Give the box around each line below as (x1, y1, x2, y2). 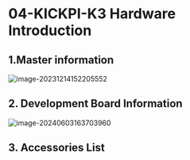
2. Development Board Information (8, 97, 183, 111)
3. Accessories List (8, 141, 105, 154)
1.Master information (8, 53, 114, 67)
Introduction (8, 21, 92, 40)
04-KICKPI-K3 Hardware (8, 5, 176, 23)
